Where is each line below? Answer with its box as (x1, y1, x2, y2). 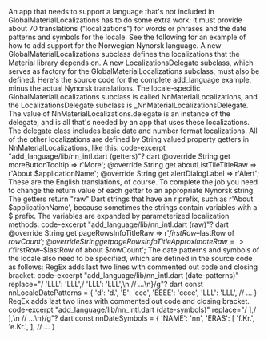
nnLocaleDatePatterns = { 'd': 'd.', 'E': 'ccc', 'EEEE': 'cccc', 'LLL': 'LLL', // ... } (8, 288, 258, 297)
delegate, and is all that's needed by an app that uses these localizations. (8, 118, 250, 127)
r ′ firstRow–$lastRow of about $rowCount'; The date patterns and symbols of (8, 245, 260, 255)
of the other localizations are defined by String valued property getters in (8, 135, 250, 143)
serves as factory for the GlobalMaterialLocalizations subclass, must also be (8, 67, 260, 75)
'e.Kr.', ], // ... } (8, 322, 56, 331)
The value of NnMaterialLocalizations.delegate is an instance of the (8, 109, 230, 119)
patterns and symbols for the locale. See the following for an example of (8, 32, 246, 42)
